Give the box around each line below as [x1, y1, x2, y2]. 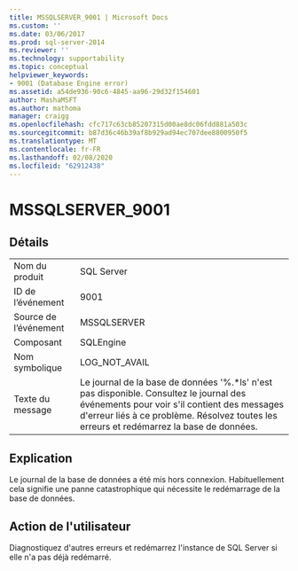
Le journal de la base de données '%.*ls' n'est [79, 376, 273, 388]
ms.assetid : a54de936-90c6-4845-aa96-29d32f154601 [9, 87, 200, 96]
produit [13, 271, 44, 284]
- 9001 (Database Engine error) [9, 79, 129, 88]
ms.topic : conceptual [9, 63, 90, 72]
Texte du [13, 393, 51, 405]
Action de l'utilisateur [9, 519, 131, 534]
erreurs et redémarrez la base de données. [79, 420, 258, 433]
